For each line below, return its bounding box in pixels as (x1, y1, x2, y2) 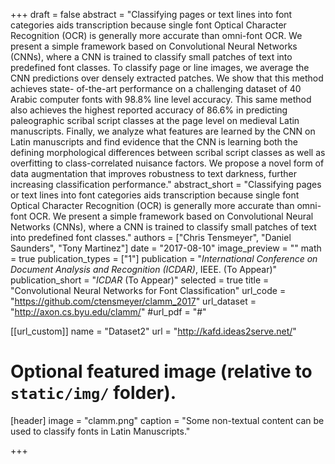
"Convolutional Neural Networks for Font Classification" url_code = (10, 285, 287, 296)
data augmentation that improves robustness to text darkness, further (10, 168, 298, 179)
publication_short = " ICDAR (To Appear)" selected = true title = (10, 274, 270, 286)
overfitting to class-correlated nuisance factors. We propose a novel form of (10, 157, 325, 169)
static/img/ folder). (10, 382, 177, 404)
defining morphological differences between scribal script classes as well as (10, 147, 326, 158)
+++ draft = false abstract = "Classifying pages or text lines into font (10, 9, 293, 20)
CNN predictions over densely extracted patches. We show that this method (10, 72, 324, 84)
